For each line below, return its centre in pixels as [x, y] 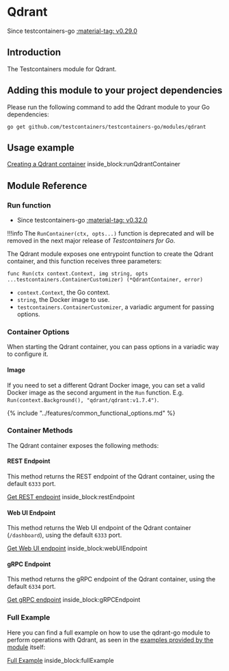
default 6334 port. [31, 587]
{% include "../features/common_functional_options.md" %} [91, 413]
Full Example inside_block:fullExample [60, 660]
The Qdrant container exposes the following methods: [83, 445]
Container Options [38, 331]
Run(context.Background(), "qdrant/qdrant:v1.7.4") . [83, 400]
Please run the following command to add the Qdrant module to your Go [108, 107]
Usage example [41, 148]
